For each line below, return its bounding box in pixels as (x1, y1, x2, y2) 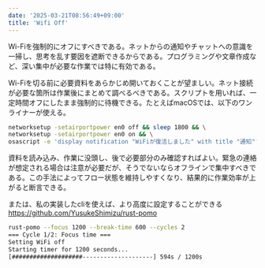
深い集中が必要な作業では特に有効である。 (21, 61, 160, 71)
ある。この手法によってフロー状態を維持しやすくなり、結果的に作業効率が (8, 173, 250, 182)
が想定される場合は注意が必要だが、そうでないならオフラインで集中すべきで (8, 163, 256, 173)
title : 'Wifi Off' (8, 19, 69, 27)
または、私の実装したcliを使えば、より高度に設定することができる (8, 199, 223, 209)
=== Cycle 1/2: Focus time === (8, 231, 111, 239)
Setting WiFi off (8, 238, 65, 246)
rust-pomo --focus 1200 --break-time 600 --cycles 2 (8, 224, 185, 232)
